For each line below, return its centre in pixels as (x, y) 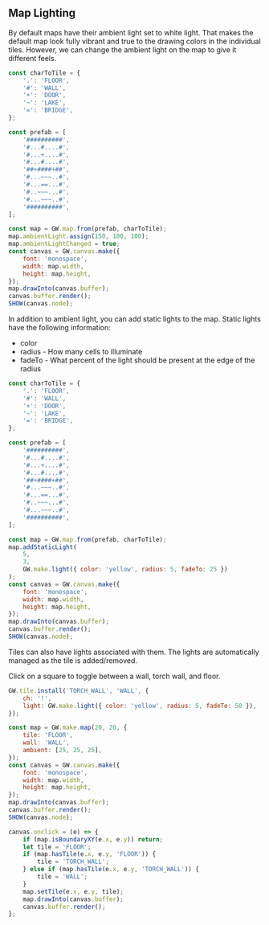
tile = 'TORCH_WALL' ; (73, 862)
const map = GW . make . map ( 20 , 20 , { (68, 728)
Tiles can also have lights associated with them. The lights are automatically (134, 652)
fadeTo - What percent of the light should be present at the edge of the (137, 360)
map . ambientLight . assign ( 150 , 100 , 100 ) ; (79, 236)
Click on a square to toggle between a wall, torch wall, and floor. (114, 676)
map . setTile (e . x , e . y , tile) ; (73, 891)
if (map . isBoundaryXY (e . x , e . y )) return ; (93, 839)
